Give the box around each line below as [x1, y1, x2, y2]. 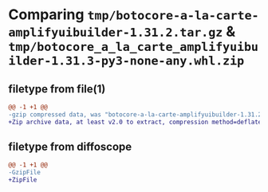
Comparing [8, 6, 85, 24]
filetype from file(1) [8, 82, 106, 96]
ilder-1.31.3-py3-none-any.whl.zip [8, 53, 245, 69]
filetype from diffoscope [8, 140, 132, 154]
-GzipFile [8, 169, 41, 177]
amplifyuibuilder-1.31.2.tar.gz [8, 25, 223, 41]
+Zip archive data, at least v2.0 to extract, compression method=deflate [8, 118, 262, 126]
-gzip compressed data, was [8, 110, 102, 119]
